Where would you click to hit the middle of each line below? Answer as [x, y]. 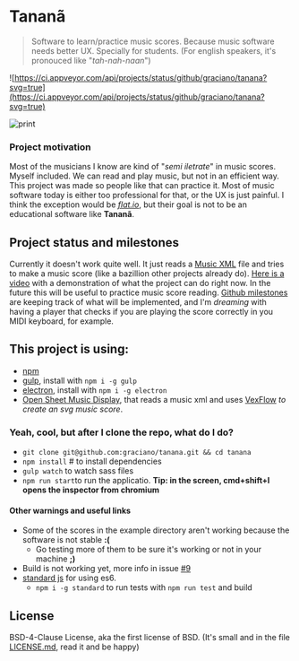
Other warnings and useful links [70, 510]
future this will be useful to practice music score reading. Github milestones [149, 292]
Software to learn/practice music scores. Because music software [153, 41]
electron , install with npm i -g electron [94, 390]
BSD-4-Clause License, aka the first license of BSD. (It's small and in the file [150, 638]
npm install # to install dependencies [92, 461]
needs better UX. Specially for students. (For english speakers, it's [154, 50]
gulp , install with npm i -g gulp [79, 380]
